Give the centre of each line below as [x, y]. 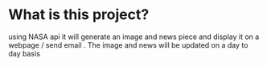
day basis [24, 53]
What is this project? [79, 15]
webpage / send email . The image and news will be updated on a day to [128, 45]
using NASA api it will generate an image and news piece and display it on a [134, 37]
